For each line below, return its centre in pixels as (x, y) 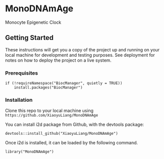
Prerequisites (21, 73)
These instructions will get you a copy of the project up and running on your (82, 49)
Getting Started (29, 38)
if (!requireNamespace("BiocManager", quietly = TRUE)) (64, 83)
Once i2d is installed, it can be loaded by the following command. (72, 143)
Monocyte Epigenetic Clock (33, 22)
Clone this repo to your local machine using (49, 111)
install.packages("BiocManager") (48, 88)
